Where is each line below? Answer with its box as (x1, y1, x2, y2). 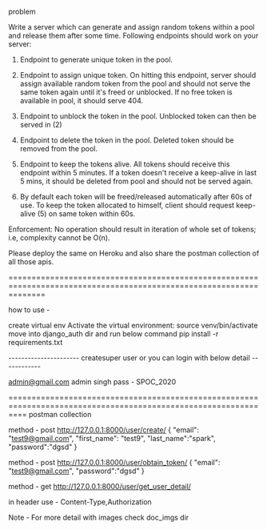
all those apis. (8, 257, 54, 267)
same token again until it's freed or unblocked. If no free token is (19, 87, 233, 97)
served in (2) (19, 120, 62, 129)
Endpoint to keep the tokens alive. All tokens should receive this (19, 159, 230, 169)
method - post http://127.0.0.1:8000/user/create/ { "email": (8, 425, 200, 435)
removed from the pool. (19, 144, 98, 153)
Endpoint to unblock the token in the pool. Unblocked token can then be (19, 111, 257, 121)
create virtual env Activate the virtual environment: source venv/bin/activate (8, 320, 258, 330)
